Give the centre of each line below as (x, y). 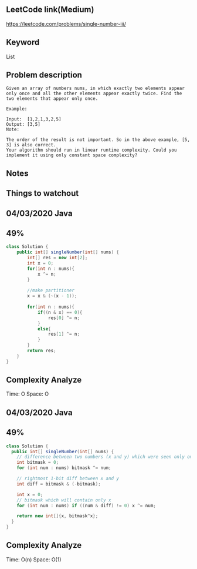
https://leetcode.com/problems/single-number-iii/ (66, 24)
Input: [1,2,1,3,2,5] (34, 119)
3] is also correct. (31, 145)
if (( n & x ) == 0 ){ (60, 312)
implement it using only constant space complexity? (72, 155)
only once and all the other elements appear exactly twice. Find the (94, 93)
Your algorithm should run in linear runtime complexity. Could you (91, 150)
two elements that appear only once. (52, 99)
